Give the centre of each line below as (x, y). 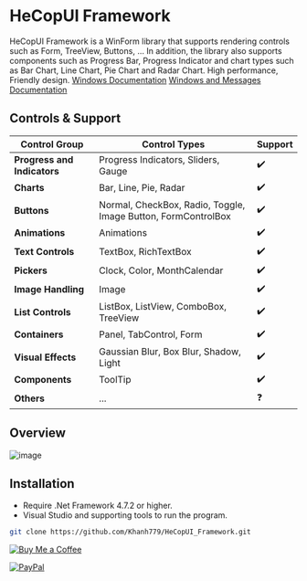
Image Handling (49, 290)
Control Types (173, 144)
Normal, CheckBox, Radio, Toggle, (172, 205)
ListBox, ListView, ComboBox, (163, 306)
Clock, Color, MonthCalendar (161, 270)
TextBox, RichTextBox (145, 252)
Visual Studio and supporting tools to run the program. (125, 515)
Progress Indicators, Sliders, (159, 159)
